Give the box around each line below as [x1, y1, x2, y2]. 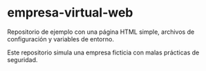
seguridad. [7, 55, 38, 63]
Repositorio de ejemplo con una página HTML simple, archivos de [7, 28, 195, 36]
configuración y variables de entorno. [7, 34, 114, 43]
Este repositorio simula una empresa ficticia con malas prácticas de [7, 48, 200, 57]
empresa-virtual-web [7, 5, 133, 21]
